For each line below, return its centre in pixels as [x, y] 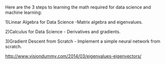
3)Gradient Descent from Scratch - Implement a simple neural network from [83, 41]
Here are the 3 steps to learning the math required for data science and [78, 7]
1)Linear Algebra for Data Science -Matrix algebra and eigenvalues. [74, 22]
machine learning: [24, 12]
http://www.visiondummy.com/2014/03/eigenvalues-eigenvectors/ [73, 56]
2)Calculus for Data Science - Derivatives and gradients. [63, 32]
